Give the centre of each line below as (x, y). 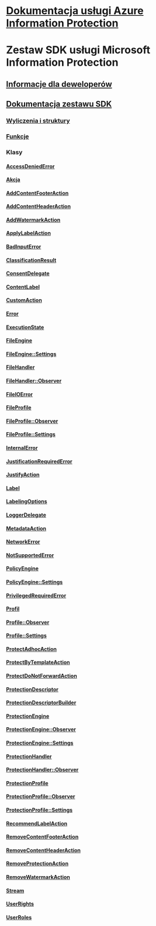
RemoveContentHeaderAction (43, 850)
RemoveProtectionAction (37, 864)
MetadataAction (26, 528)
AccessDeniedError (30, 166)
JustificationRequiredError (39, 461)
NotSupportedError (30, 555)
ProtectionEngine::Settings (40, 743)
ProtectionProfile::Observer (41, 796)
